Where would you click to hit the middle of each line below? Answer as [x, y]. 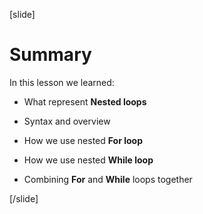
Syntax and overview [67, 121]
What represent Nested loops [85, 101]
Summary [50, 55]
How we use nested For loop [83, 140]
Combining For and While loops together [108, 179]
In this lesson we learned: [62, 82]
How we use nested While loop [88, 160]
